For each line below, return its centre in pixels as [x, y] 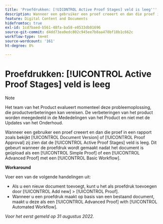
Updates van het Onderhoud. [34, 122]
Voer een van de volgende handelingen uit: [48, 177]
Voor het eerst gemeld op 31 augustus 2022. [50, 216]
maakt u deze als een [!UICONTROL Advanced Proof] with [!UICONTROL [85, 202]
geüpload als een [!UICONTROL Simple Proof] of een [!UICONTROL [72, 153]
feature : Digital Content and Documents [47, 18]
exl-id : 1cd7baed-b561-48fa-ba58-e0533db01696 [53, 28]
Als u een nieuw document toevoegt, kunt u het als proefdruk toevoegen [84, 186]
